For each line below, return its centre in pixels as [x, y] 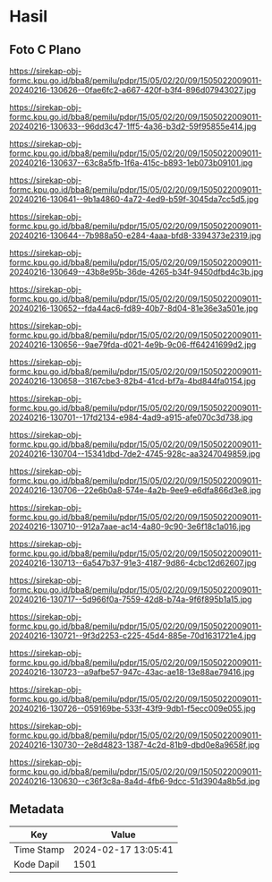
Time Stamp [39, 850]
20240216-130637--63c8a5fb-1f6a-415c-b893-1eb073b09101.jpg [131, 163]
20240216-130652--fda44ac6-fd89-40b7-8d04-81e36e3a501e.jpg [134, 308]
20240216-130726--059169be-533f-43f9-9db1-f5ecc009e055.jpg [133, 708]
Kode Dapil [37, 864]
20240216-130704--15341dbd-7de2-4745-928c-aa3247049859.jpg [135, 454]
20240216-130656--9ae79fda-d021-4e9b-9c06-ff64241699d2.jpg [133, 345]
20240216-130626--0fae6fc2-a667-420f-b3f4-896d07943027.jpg [133, 90]
